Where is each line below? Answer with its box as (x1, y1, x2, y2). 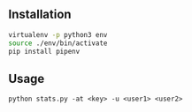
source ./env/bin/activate (8, 39, 108, 48)
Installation (8, 7, 72, 22)
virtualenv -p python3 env (8, 30, 108, 39)
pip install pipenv (8, 47, 81, 56)
